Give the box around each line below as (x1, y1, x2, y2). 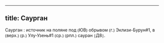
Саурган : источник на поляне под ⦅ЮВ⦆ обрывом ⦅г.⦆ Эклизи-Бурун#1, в (5, 27, 155, 33)
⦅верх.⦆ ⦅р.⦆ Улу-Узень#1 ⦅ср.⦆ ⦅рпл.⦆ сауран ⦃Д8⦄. (5, 32, 106, 38)
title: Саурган (5, 14, 48, 22)
